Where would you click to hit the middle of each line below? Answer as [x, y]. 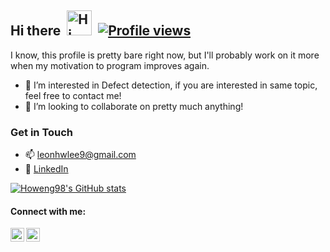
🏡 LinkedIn [46, 169]
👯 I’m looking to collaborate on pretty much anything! [134, 106]
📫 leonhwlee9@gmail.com [80, 155]
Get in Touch [42, 132]
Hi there [36, 31]
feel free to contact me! [73, 95]
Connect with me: [48, 211]
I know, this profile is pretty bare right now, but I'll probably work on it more [165, 55]
